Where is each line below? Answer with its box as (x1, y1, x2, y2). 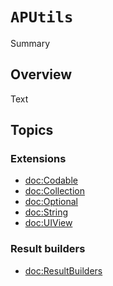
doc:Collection (24, 185, 85, 197)
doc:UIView (24, 217, 73, 229)
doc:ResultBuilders (24, 264, 103, 277)
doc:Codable (24, 174, 78, 187)
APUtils (10, 8, 74, 27)
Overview (10, 66, 73, 83)
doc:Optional (24, 196, 78, 208)
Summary (10, 37, 51, 49)
